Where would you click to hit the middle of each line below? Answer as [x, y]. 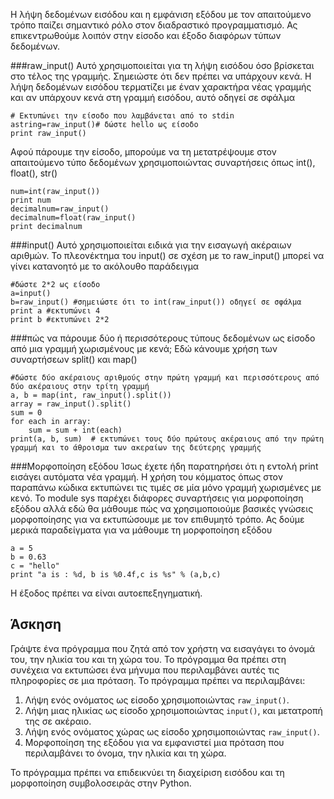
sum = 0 [26, 413]
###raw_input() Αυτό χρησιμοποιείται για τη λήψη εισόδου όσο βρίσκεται [162, 65]
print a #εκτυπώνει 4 [55, 311]
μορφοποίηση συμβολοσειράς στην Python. [101, 783]
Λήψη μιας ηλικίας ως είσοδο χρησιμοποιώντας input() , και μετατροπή [173, 710]
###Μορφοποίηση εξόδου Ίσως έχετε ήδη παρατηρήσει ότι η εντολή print [164, 466]
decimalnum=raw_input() [60, 209]
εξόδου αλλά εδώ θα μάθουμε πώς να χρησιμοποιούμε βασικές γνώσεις [162, 508]
